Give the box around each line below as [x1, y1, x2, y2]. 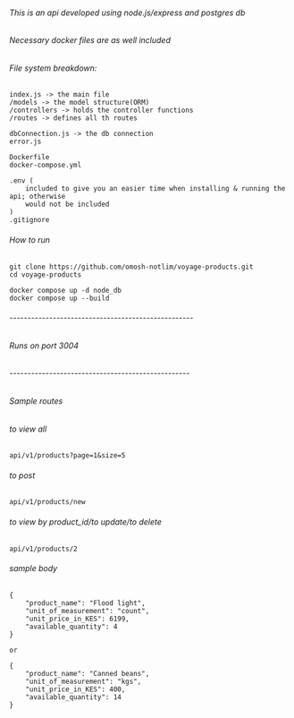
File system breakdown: [9, 63, 97, 73]
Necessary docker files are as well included [9, 35, 172, 46]
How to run [9, 235, 51, 245]
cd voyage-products [9, 269, 82, 279]
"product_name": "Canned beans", [25, 669, 150, 678]
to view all [9, 423, 47, 434]
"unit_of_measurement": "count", [25, 606, 150, 615]
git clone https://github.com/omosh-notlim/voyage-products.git [9, 262, 254, 271]
